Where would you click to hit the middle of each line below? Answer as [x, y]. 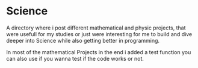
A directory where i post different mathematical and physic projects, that [96, 28]
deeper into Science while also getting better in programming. [83, 40]
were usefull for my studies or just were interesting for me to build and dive [99, 34]
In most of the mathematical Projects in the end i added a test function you [99, 52]
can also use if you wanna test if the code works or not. [75, 58]
